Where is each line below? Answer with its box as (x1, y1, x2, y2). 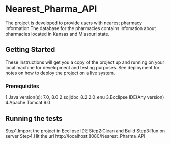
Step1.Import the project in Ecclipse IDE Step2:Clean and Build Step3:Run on (5, 128, 165, 134)
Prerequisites (5, 82, 39, 90)
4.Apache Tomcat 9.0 (5, 100, 51, 106)
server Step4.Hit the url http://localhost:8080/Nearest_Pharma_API (5, 133, 146, 139)
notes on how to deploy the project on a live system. (5, 70, 115, 76)
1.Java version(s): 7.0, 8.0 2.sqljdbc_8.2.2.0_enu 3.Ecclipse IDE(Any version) (5, 94, 164, 100)
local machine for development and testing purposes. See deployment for (5, 64, 160, 70)
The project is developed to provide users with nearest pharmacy (5, 20, 143, 26)
